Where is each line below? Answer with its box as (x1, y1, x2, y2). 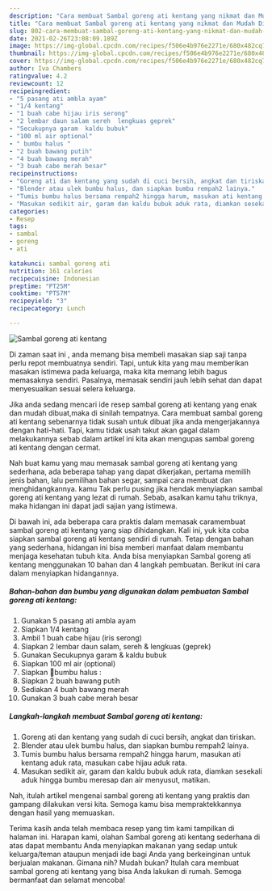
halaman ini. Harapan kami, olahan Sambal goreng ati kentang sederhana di (9, 832, 261, 842)
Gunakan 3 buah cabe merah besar (20, 693, 139, 703)
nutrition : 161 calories (9, 267, 93, 275)
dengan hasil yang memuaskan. (9, 808, 115, 817)
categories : (9, 207, 49, 215)
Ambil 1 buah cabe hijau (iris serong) (20, 632, 142, 643)
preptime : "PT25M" (9, 282, 71, 290)
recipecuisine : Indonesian (9, 274, 100, 283)
